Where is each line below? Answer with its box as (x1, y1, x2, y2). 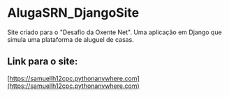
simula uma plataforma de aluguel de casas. (7, 35, 134, 43)
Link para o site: (7, 56, 78, 68)
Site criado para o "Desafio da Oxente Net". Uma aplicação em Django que (7, 28, 222, 36)
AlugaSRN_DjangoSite (7, 5, 140, 21)
